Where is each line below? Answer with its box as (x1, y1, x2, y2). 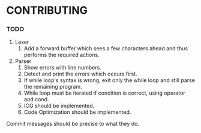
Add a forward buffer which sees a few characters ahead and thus (23, 45, 188, 52)
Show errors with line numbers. (23, 64, 102, 71)
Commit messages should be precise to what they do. (6, 120, 140, 128)
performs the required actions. (23, 52, 100, 59)
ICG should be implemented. (23, 102, 95, 110)
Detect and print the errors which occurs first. (23, 70, 137, 78)
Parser (14, 58, 32, 65)
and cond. (23, 96, 49, 103)
